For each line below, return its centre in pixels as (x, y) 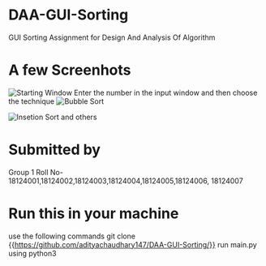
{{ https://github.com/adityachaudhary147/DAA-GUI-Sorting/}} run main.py (133, 244)
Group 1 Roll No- (36, 172)
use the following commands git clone (72, 236)
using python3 (32, 253)
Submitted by (55, 150)
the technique (32, 101)
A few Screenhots (70, 70)
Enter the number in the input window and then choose (166, 92)
